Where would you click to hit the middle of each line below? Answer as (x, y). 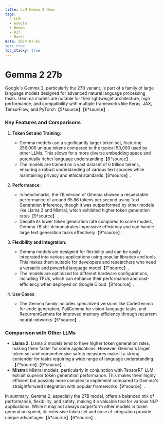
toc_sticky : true (23, 50)
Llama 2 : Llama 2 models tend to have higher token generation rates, (81, 343)
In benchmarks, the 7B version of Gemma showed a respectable (84, 194)
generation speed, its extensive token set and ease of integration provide (78, 412)
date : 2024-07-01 (23, 42)
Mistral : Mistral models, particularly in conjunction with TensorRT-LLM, (83, 370)
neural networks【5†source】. (50, 319)
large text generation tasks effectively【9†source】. (71, 232)
